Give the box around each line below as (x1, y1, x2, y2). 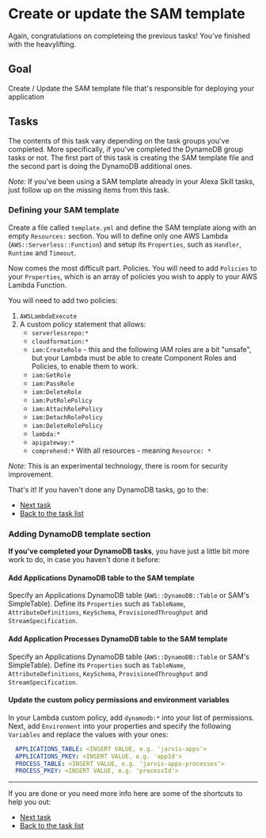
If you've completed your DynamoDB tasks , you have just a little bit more (8, 546, 249, 556)
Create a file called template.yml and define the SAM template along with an (8, 223, 257, 232)
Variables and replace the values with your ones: (8, 729, 169, 739)
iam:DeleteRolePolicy (31, 422, 103, 430)
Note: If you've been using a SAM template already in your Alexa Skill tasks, (8, 176, 255, 186)
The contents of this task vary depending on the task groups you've (8, 136, 230, 145)
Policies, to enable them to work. (31, 362, 139, 371)
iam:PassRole (31, 380, 75, 388)
